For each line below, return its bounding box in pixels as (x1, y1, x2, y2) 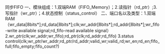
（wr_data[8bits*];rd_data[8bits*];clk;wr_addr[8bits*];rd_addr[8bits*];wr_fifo (5, 21, 160, 27)
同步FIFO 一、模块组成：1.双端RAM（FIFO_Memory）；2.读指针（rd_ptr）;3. (5, 4, 158, 10)
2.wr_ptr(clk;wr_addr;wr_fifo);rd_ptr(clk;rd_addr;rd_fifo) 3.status (5, 33, 134, 39)
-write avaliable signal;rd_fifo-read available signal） (5, 28, 111, 33)
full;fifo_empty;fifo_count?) (5, 43, 60, 49)
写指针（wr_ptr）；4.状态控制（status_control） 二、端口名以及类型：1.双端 (5, 10, 156, 16)
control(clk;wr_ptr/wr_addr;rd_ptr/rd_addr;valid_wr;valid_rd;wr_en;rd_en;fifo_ (5, 38, 160, 44)
